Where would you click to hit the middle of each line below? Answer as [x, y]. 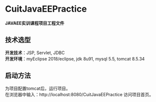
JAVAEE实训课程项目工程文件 [35, 23]
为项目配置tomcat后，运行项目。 [38, 88]
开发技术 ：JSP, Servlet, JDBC [35, 53]
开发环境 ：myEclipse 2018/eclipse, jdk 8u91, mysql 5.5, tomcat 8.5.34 [75, 59]
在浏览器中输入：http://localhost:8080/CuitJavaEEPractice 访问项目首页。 [79, 94]
